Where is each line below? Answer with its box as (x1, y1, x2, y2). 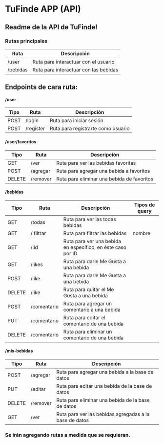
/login (25, 117, 39, 124)
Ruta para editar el (63, 314, 106, 321)
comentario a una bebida (63, 306, 121, 313)
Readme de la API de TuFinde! (5, 23, 98, 31)
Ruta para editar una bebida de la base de (56, 383, 152, 390)
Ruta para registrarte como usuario (49, 125, 130, 132)
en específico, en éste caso (63, 244, 127, 250)
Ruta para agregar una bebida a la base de (56, 369, 154, 376)
